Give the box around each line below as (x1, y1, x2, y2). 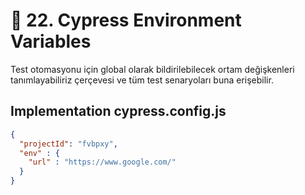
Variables (10, 30, 92, 53)
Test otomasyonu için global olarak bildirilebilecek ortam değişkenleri (10, 63, 295, 75)
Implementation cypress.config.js (10, 103, 227, 120)
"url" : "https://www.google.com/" (28, 157, 177, 168)
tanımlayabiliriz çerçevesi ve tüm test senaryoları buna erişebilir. (10, 74, 274, 86)
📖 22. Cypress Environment (10, 9, 242, 32)
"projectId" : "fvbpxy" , (19, 139, 118, 149)
